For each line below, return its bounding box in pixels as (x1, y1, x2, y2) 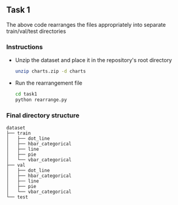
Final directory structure (6, 111, 80, 119)
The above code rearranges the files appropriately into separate (6, 21, 166, 28)
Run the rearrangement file (15, 79, 83, 86)
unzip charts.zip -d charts (15, 68, 86, 75)
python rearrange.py (15, 97, 67, 103)
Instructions (6, 43, 44, 51)
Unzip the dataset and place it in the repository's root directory (15, 57, 173, 64)
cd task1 (15, 91, 38, 97)
